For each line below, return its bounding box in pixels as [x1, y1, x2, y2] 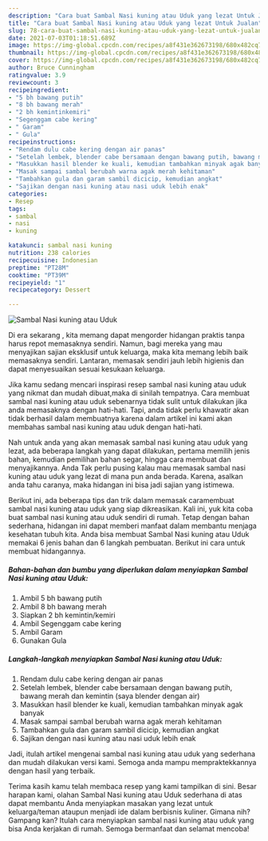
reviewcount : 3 [8, 78, 59, 86]
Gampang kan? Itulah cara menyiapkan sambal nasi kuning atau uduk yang [8, 815, 254, 825]
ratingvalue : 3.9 [8, 71, 66, 79]
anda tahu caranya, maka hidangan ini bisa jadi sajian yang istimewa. [8, 480, 235, 490]
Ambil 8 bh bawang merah [19, 602, 107, 612]
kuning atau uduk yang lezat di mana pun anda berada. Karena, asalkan [8, 472, 243, 482]
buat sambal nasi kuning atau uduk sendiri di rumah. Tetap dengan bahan [8, 513, 250, 522]
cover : [8, 57, 30, 65]
